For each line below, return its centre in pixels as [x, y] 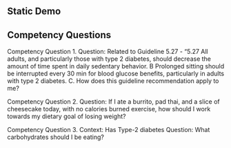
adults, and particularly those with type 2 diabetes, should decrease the [109, 59]
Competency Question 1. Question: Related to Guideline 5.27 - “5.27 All [108, 52]
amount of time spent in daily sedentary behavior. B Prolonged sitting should [116, 66]
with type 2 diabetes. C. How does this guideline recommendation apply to [113, 81]
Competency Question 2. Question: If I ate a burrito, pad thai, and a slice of [113, 102]
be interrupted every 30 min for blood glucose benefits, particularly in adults [116, 74]
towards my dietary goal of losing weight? [67, 116]
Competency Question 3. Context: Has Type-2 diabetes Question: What [109, 130]
